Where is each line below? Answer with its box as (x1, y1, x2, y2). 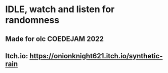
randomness (5, 14, 60, 26)
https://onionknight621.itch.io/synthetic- (29, 52, 163, 60)
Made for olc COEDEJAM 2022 (5, 34, 104, 43)
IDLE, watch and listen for (5, 4, 115, 15)
